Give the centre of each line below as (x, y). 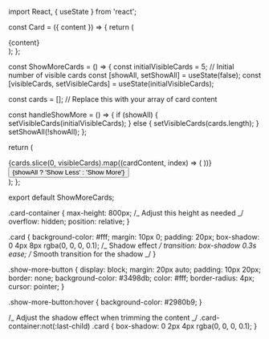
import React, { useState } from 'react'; (73, 12)
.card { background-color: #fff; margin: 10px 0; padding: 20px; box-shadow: (134, 237)
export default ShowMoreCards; (61, 197)
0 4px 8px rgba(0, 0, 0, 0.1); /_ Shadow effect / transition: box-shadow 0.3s (132, 245)
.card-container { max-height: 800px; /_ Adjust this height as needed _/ (126, 213)
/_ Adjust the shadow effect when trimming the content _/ (103, 317)
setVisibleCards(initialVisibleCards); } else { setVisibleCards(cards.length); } (134, 123)
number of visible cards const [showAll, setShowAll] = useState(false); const (134, 75)
